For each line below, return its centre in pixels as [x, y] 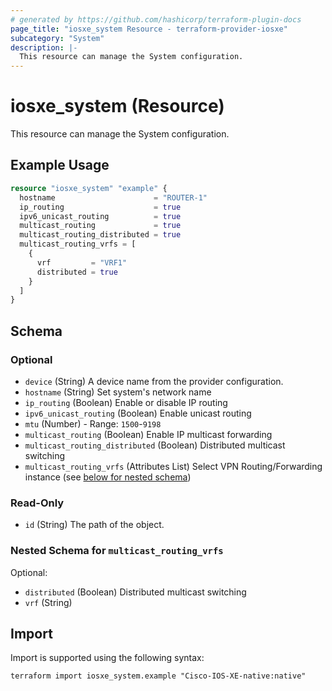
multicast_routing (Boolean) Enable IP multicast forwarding [148, 434]
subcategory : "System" [57, 38]
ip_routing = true [100, 207]
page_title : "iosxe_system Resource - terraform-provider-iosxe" [149, 29]
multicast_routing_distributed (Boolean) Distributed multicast [155, 445]
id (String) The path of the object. [94, 525]
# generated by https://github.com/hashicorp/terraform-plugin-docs [156, 19]
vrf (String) [48, 602]
